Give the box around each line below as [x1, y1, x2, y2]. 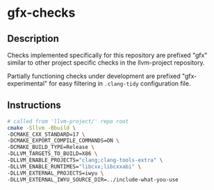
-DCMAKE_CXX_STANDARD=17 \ [7, 131, 85, 138]
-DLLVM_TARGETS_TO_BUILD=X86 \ [7, 150, 98, 157]
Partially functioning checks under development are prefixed [7, 72, 181, 80]
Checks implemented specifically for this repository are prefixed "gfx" [7, 51, 208, 59]
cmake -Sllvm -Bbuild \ [7, 124, 76, 132]
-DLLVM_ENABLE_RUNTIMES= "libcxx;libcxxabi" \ [7, 163, 141, 170]
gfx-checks [7, 5, 76, 21]
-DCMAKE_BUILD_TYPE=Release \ [7, 144, 95, 151]
